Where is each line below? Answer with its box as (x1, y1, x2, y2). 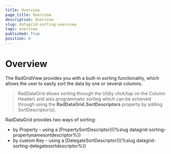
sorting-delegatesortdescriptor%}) (12, 143, 86, 149)
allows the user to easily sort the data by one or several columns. (5, 80, 143, 86)
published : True (5, 31, 40, 36)
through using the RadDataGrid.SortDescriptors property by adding (17, 101, 163, 107)
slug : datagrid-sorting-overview (5, 21, 77, 27)
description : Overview (5, 17, 54, 22)
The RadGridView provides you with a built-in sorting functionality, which (5, 75, 160, 81)
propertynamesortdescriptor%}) (12, 131, 81, 138)
